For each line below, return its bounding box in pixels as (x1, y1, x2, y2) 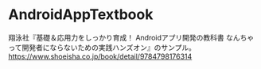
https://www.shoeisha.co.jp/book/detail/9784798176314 (8, 52, 193, 61)
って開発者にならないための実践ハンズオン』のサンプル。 (8, 42, 197, 52)
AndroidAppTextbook (8, 6, 154, 24)
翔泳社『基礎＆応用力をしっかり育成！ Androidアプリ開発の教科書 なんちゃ (8, 33, 255, 42)
